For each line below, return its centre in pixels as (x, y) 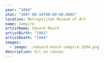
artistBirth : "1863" (27, 33)
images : (13, 42)
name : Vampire (20, 24)
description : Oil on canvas (34, 51)
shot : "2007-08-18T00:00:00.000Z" (41, 14)
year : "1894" (19, 10)
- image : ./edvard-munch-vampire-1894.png (54, 47)
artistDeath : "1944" (27, 38)
